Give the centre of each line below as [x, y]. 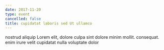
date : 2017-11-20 [23, 10]
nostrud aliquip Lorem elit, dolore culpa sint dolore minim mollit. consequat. [82, 37]
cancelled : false [23, 19]
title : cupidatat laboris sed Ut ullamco [49, 23]
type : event [17, 14]
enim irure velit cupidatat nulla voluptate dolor [52, 43]
